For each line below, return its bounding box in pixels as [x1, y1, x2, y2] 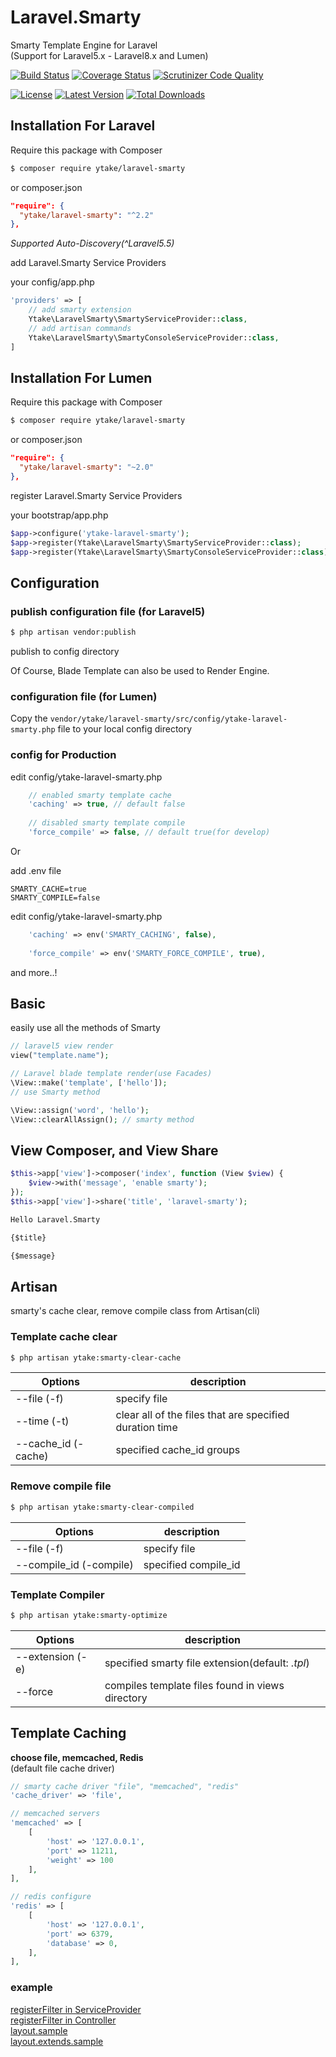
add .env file [10, 864, 62, 876]
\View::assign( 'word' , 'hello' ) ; [10, 1105, 150, 1115]
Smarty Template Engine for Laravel [10, 39, 158, 51]
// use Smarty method [10, 1087, 101, 1097]
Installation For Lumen [10, 369, 153, 386]
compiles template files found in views [104, 1678, 285, 1692]
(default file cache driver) [10, 1762, 115, 1774]
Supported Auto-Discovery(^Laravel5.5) [10, 237, 175, 250]
